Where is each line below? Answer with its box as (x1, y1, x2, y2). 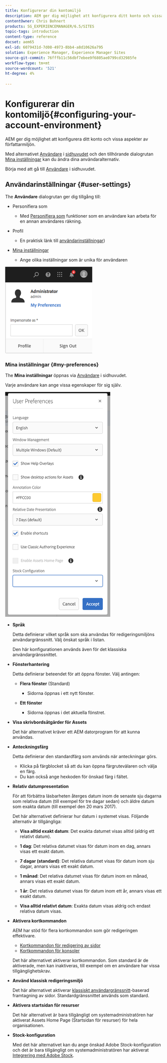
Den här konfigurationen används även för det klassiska (12, 647, 127, 653)
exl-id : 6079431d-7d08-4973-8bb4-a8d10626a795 (5, 45, 103, 50)
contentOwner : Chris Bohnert (5, 18, 66, 23)
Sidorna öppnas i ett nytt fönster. (27, 690, 94, 696)
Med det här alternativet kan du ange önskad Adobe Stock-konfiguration (12, 1042, 161, 1048)
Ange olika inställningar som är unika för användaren (19, 257, 128, 263)
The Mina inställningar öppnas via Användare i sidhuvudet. (5, 373, 127, 379)
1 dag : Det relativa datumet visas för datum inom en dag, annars (19, 843, 151, 849)
